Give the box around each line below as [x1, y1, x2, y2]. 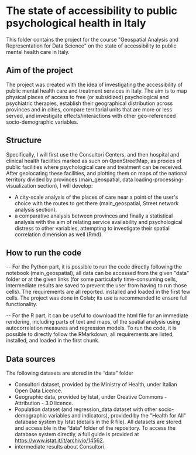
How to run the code [6, 247, 82, 257]
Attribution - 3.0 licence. [14, 400, 74, 407]
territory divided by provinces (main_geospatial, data [6, 176, 133, 183]
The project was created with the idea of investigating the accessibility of [6, 81, 183, 88]
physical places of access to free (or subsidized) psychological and [6, 93, 169, 100]
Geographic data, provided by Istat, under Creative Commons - [14, 393, 167, 400]
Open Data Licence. [14, 387, 63, 394]
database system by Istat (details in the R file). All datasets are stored [14, 418, 182, 426]
